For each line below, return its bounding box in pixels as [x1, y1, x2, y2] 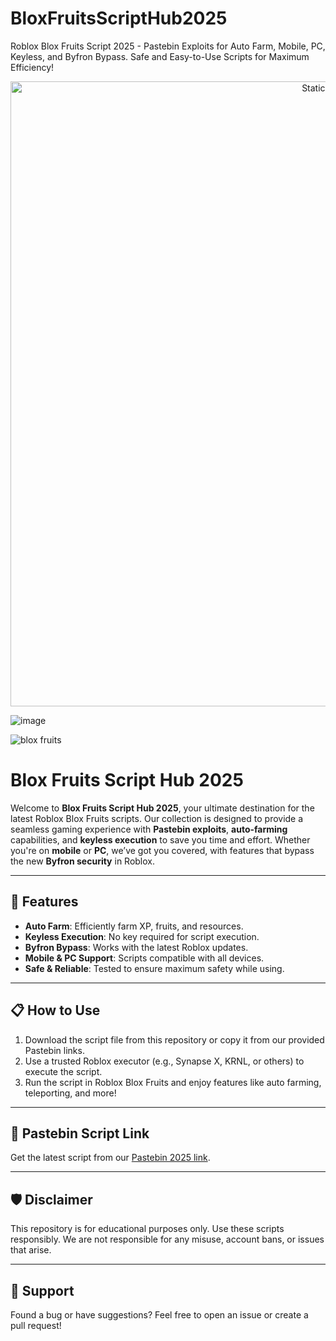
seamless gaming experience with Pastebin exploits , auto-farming [10, 823, 288, 835]
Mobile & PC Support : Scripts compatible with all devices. [24, 952, 265, 964]
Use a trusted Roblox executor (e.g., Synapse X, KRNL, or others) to [24, 1055, 305, 1067]
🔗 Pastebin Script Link [10, 1125, 150, 1142]
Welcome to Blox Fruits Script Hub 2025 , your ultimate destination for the [10, 802, 315, 814]
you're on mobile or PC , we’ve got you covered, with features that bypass [10, 844, 315, 856]
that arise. [10, 1244, 52, 1256]
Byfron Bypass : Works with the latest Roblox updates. [24, 941, 249, 953]
